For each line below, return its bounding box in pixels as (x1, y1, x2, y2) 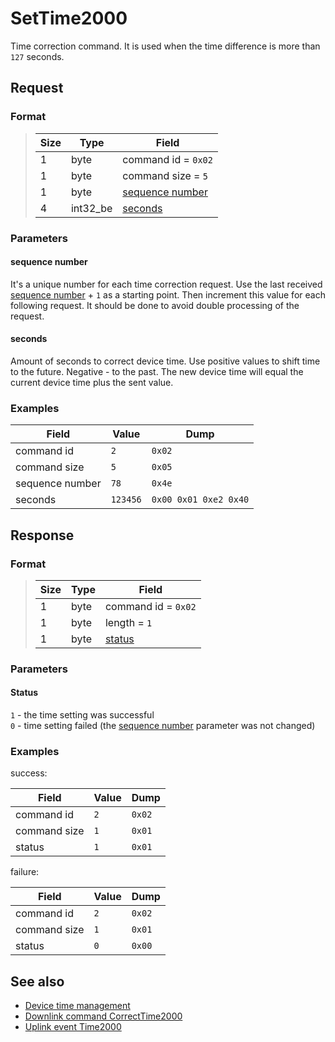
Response (10, 527, 75, 544)
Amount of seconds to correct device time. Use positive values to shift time (10, 355, 321, 367)
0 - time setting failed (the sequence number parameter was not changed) (10, 720, 316, 732)
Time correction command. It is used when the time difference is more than (10, 40, 321, 52)
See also (10, 973, 65, 990)
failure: (10, 866, 40, 878)
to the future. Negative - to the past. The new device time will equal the (10, 365, 304, 377)
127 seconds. (10, 50, 65, 62)
